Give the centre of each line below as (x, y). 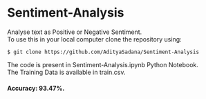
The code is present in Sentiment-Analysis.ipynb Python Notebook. (103, 64)
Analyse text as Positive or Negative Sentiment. (75, 32)
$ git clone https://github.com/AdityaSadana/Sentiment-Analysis (103, 52)
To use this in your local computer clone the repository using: (94, 39)
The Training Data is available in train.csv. (66, 72)
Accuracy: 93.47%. (36, 88)
